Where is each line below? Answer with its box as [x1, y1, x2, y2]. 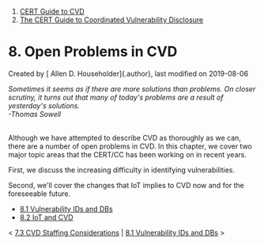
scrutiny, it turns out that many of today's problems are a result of [8, 92, 224, 102]
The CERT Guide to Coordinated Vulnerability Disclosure [19, 15, 204, 24]
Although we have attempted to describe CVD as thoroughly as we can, [8, 133, 241, 142]
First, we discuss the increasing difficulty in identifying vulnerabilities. [8, 165, 236, 175]
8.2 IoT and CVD [19, 213, 74, 222]
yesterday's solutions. [8, 100, 81, 110]
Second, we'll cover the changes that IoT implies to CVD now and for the [8, 180, 245, 190]
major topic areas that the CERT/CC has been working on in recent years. [8, 149, 247, 159]
